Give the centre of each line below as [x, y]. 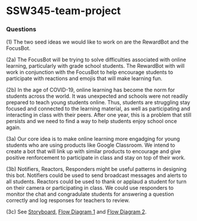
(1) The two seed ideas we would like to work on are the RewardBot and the [98, 42]
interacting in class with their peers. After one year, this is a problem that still [99, 115]
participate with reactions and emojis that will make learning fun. [84, 78]
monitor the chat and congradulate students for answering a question [90, 194]
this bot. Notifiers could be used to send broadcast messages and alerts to [96, 176]
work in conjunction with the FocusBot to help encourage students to [90, 72]
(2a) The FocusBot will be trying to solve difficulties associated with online [96, 60]
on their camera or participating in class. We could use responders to [90, 188]
